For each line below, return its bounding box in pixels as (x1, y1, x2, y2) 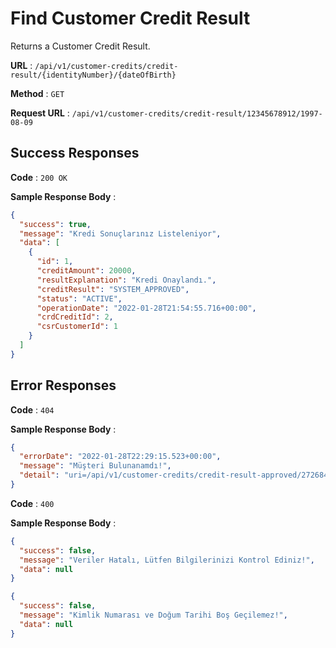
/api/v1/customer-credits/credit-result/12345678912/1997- (71, 108, 323, 119)
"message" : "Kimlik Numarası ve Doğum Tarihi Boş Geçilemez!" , (19, 610, 288, 621)
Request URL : (10, 107, 70, 119)
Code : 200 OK (10, 171, 68, 183)
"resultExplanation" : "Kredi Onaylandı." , (36, 275, 217, 285)
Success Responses (10, 145, 140, 162)
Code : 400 (10, 497, 55, 509)
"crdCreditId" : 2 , (36, 312, 114, 322)
